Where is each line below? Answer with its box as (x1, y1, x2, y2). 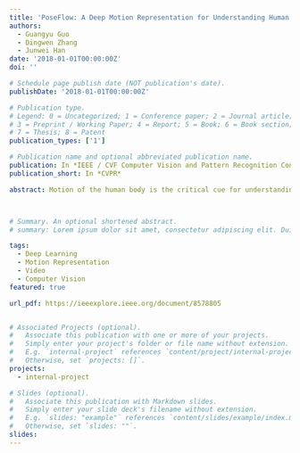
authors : (9, 21, 42, 30)
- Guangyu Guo (17, 29, 70, 38)
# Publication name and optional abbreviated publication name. (9, 152, 254, 161)
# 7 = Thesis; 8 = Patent (9, 128, 105, 137)
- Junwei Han (17, 46, 66, 55)
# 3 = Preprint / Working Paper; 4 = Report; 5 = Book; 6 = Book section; (9, 119, 294, 129)
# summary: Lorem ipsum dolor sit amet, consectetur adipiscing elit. (9, 225, 278, 235)
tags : (9, 242, 29, 251)
